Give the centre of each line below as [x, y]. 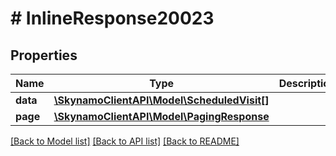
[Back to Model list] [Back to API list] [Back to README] [125, 141]
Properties [44, 55]
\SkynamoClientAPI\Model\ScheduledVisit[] [161, 100]
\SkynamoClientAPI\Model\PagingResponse [161, 116]
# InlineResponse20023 [112, 18]
